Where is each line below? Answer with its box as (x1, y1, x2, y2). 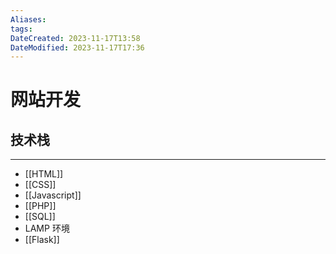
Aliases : (10, 14, 47, 25)
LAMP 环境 (24, 222, 70, 235)
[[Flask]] (24, 234, 60, 246)
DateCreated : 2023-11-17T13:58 (10, 33, 141, 43)
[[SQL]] (24, 211, 56, 223)
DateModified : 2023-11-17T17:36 (10, 42, 145, 53)
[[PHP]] (24, 200, 57, 212)
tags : (10, 24, 33, 34)
